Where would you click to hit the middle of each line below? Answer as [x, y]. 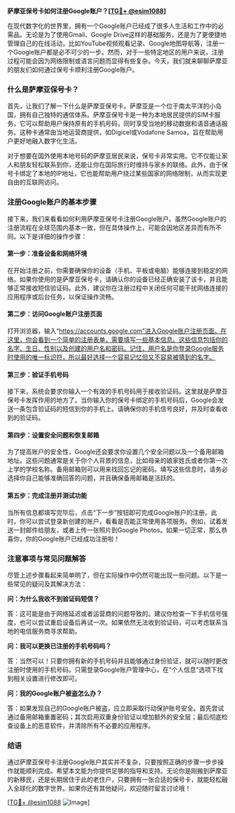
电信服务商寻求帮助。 [50, 631]
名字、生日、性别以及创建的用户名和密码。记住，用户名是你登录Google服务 [116, 348]
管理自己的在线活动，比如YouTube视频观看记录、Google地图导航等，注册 [113, 43]
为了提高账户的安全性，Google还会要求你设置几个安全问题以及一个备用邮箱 [116, 452]
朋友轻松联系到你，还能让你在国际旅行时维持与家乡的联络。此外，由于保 [123, 165]
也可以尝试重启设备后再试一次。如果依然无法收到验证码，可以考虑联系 [120, 622]
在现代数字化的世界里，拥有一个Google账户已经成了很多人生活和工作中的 [113, 26]
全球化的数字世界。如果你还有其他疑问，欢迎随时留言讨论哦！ [102, 788]
